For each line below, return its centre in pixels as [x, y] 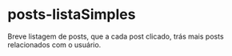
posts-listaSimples [72, 15]
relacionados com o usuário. [54, 44]
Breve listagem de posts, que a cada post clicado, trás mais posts [116, 36]
